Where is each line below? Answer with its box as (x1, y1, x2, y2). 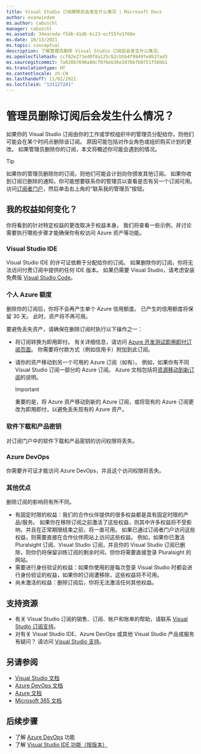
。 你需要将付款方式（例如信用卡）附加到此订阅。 (31, 346, 154, 353)
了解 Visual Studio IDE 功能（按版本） (14, 741, 108, 748)
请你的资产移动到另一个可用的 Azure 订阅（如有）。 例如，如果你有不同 (14, 359, 190, 366)
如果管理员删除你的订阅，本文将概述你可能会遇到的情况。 (17, 145, 160, 152)
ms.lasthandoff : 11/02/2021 (6, 76, 77, 82)
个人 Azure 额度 (6, 290, 52, 299)
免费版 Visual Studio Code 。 (6, 274, 76, 281)
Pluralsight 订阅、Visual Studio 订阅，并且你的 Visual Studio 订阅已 (14, 541, 181, 549)
